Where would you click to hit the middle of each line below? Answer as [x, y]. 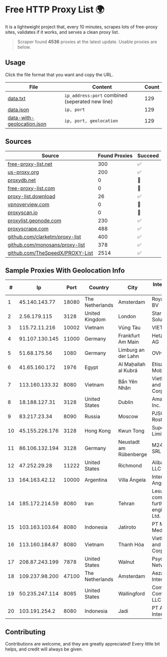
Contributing [25, 632]
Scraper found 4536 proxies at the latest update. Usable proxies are [87, 42]
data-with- [21, 117]
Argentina [96, 480]
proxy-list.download [32, 196]
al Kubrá [128, 371]
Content [102, 87]
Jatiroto [127, 527]
